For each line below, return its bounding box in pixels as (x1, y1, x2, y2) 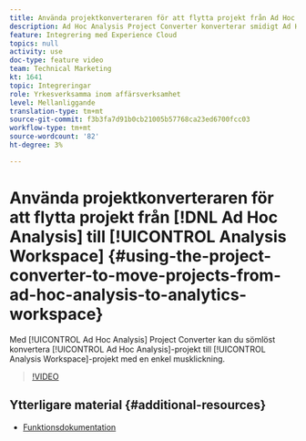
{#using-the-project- (107, 245, 271, 266)
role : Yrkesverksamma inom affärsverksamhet (9, 89, 181, 98)
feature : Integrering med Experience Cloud (9, 30, 178, 39)
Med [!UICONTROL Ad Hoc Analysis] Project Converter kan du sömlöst (9, 333, 276, 344)
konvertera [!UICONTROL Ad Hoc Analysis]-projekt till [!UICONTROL (9, 344, 266, 354)
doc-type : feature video (9, 56, 104, 65)
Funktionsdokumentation (22, 421, 117, 433)
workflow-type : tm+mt (9, 124, 92, 133)
